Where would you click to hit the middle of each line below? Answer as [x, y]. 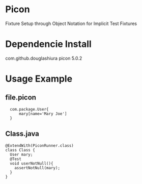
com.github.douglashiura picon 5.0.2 [44, 58]
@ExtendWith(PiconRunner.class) [39, 146]
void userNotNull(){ [32, 163]
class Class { [20, 150]
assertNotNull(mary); [37, 168]
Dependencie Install [48, 44]
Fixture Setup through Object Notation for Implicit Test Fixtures [71, 23]
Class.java [22, 134]
